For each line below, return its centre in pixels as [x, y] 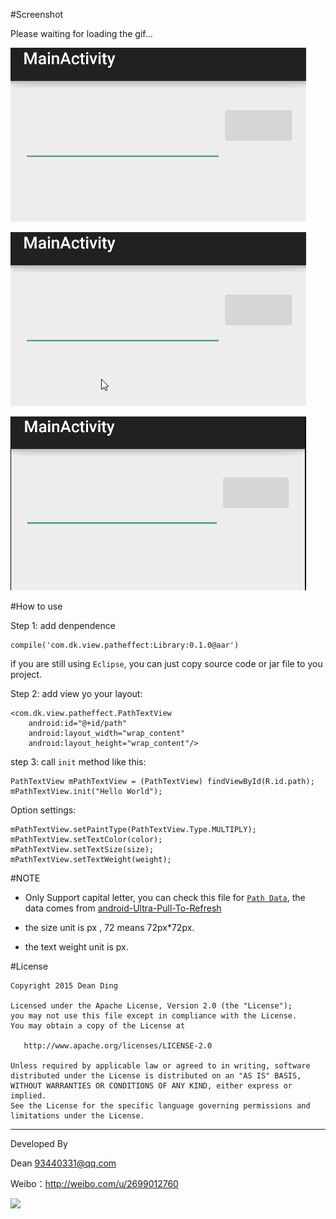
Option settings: [43, 810]
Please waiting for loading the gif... [81, 33]
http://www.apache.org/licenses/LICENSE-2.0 [118, 1046]
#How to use [36, 606]
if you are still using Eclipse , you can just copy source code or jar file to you [166, 663]
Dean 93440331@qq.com [63, 1163]
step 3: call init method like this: [78, 762]
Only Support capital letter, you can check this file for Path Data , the [165, 897]
